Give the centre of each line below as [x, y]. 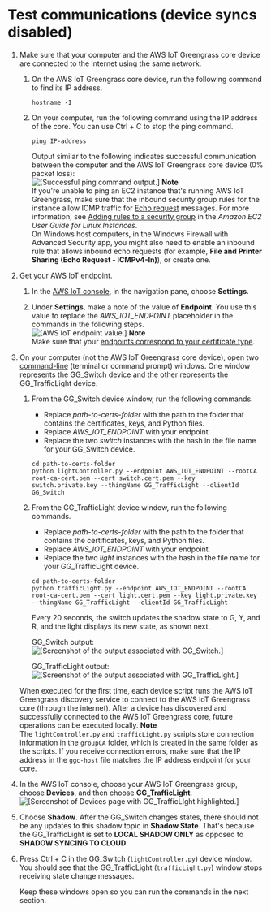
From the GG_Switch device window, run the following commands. [142, 399]
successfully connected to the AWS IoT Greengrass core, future [126, 716]
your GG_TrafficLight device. [91, 566]
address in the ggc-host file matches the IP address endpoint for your [135, 759]
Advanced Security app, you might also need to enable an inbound [143, 242]
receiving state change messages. [77, 875]
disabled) [40, 32]
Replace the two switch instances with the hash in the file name [150, 440]
